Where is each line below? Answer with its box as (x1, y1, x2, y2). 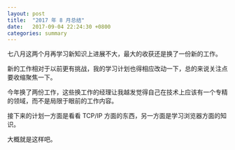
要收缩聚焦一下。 (7, 73, 57, 82)
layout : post (7, 10, 45, 17)
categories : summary (7, 29, 68, 37)
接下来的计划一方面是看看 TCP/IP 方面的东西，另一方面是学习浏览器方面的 (7, 112, 221, 120)
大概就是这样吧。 (7, 135, 57, 144)
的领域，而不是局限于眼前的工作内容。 (7, 97, 117, 105)
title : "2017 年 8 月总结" (7, 17, 85, 24)
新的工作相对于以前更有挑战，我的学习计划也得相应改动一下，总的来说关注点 (7, 64, 228, 73)
